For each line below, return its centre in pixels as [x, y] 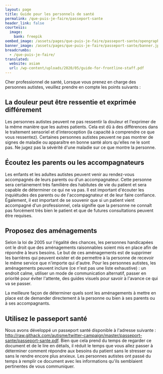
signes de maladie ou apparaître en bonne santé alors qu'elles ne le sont [78, 142]
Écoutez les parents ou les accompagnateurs [75, 163]
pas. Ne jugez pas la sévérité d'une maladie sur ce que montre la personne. [81, 147]
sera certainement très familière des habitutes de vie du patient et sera [76, 184]
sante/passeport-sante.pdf [32, 341]
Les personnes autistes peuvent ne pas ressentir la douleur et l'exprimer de [81, 121]
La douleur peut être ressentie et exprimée [71, 102]
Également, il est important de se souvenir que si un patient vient [70, 200]
